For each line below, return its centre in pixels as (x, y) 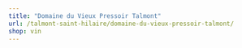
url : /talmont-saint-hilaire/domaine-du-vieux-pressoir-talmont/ (121, 24)
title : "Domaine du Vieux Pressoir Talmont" (85, 16)
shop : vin (25, 31)
